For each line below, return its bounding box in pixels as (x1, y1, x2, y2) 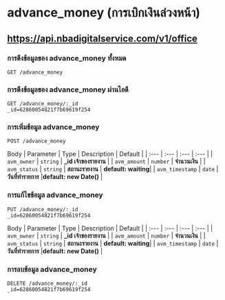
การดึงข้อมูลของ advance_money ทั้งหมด (7, 53, 127, 63)
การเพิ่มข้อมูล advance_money (7, 122, 100, 132)
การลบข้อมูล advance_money (7, 264, 98, 274)
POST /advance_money (7, 138, 67, 145)
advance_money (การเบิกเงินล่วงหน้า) (7, 5, 201, 21)
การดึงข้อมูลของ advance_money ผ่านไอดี (7, 85, 129, 94)
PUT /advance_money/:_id (7, 206, 78, 213)
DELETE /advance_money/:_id (7, 280, 88, 287)
